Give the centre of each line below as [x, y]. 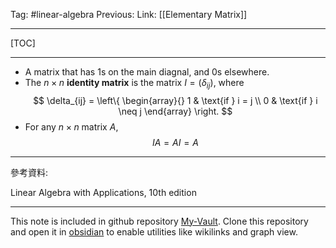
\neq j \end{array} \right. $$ [175, 111]
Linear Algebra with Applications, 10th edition [103, 192]
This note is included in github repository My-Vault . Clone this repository [159, 221]
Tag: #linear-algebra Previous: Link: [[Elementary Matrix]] [129, 14]
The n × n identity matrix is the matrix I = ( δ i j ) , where [134, 84]
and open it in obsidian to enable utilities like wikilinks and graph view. [154, 231]
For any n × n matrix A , [71, 126]
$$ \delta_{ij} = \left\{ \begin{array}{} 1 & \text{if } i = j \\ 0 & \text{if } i [175, 100]
